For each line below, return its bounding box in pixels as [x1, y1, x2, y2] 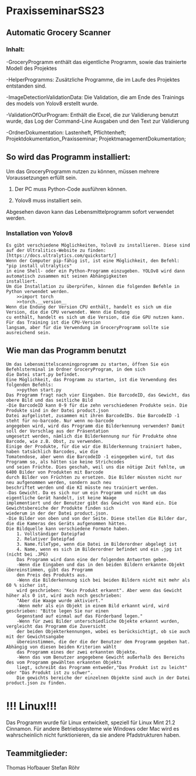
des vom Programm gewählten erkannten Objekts [6, 659, 122, 665]
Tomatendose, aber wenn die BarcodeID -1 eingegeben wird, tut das [6, 453, 175, 459]
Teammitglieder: [6, 748, 68, 758]
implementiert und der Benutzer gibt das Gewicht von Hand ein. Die [6, 500, 177, 506]
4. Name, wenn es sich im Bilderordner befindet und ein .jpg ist [16, 546, 183, 552]
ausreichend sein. [6, 330, 51, 335]
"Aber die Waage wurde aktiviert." [16, 597, 104, 603]
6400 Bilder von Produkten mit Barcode [6, 469, 104, 475]
